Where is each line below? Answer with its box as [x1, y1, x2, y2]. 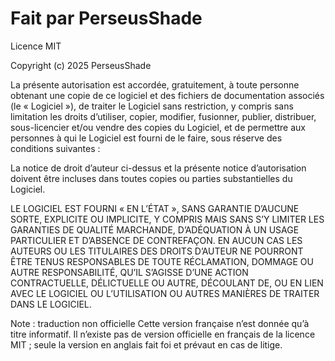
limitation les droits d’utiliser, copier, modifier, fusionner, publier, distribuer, [10, 110, 317, 122]
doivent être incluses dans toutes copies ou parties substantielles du [10, 172, 293, 184]
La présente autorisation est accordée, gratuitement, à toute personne [10, 78, 300, 91]
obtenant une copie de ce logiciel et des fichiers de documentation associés [10, 89, 325, 101]
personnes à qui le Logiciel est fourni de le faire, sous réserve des [10, 132, 283, 144]
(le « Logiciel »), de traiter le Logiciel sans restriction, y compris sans [10, 100, 294, 112]
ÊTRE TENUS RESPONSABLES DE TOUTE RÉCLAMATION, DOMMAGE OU [10, 255, 314, 267]
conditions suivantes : [10, 142, 101, 154]
